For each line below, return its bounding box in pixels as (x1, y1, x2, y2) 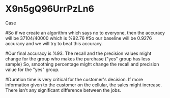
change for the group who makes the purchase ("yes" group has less (5, 55, 150, 61)
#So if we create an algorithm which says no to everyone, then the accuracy (5, 29, 165, 36)
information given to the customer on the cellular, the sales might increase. (5, 82, 162, 88)
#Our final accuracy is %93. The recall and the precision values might (5, 50, 152, 56)
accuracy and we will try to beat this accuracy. (5, 40, 103, 46)
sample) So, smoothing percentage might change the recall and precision (5, 61, 159, 67)
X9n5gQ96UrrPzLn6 (5, 3, 95, 15)
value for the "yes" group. (5, 67, 60, 73)
